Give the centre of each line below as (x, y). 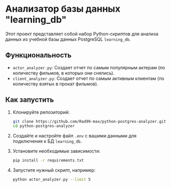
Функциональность (39, 55)
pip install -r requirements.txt (48, 161)
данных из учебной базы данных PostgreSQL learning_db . (68, 39)
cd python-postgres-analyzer (44, 126)
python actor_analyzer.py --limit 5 (52, 180)
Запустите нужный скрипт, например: (54, 170)
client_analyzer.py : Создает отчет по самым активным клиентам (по (89, 78)
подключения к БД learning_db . (47, 141)
